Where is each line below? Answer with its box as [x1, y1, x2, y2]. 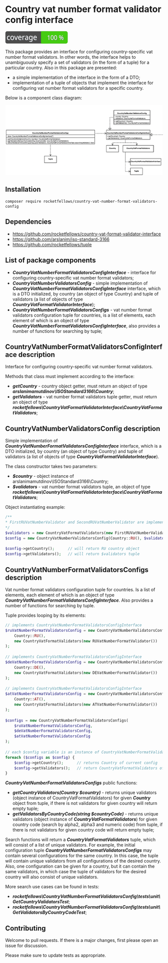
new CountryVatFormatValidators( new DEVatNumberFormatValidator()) [14, 670, 157, 675]
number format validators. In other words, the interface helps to [5, 54, 136, 60]
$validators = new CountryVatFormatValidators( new [5, 530, 113, 535]
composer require [5, 199, 41, 204]
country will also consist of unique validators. [5, 874, 98, 880]
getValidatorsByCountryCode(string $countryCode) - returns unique [12, 811, 158, 817]
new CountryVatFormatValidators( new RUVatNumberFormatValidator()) [14, 638, 157, 643]
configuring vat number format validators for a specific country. [12, 85, 144, 91]
